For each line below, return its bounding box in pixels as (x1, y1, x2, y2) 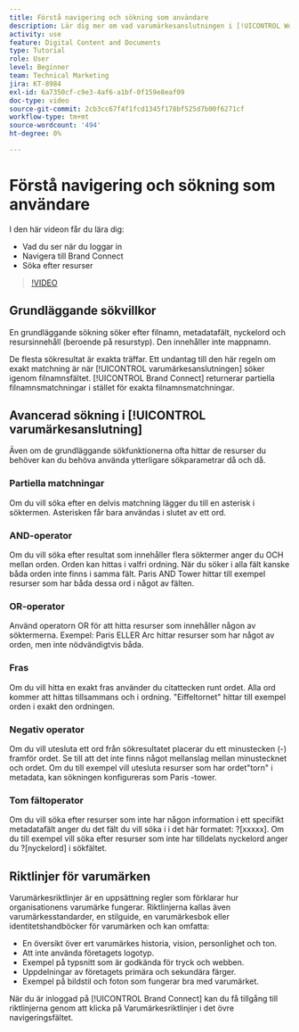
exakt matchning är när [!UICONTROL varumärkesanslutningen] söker (9, 363, 265, 374)
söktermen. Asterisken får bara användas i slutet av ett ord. (9, 507, 227, 517)
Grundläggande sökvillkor (9, 303, 157, 318)
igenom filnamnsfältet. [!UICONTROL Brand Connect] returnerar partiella (9, 372, 276, 384)
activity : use (9, 29, 62, 38)
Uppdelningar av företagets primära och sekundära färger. (21, 967, 237, 978)
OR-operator (9, 599, 65, 612)
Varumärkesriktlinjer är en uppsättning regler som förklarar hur (9, 893, 238, 904)
